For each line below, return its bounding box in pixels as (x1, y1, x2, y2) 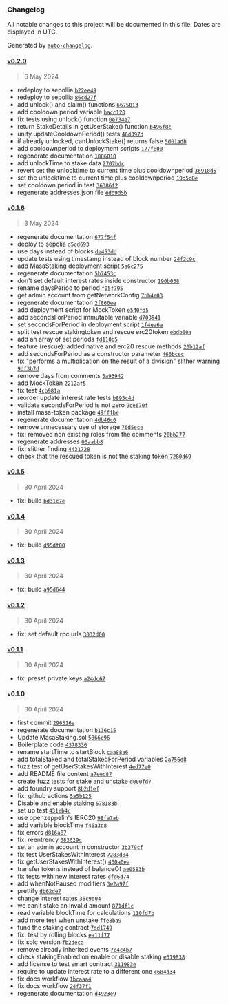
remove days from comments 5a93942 (17, 371, 124, 379)
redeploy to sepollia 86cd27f (17, 93, 97, 101)
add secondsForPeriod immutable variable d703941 (17, 313, 161, 321)
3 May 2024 (23, 219, 59, 227)
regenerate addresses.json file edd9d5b (17, 188, 127, 196)
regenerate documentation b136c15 (17, 725, 117, 734)
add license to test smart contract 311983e (17, 959, 136, 968)
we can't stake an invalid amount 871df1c (17, 901, 134, 910)
